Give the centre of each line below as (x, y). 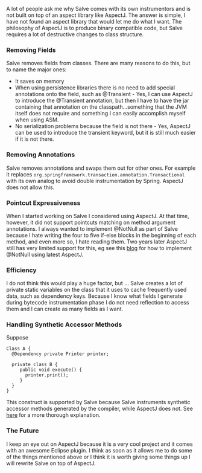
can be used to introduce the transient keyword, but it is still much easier (105, 133)
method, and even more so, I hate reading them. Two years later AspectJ (97, 242)
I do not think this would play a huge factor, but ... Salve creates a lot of (94, 283)
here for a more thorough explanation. (53, 415)
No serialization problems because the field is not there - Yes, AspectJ (103, 126)
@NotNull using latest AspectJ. (45, 254)
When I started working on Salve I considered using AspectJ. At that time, (98, 216)
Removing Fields (31, 50)
